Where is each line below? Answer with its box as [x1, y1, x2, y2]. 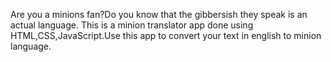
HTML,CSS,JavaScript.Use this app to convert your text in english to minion [10, 30, 322, 41]
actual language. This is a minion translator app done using [10, 19, 254, 31]
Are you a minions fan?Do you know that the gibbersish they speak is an [10, 9, 308, 20]
